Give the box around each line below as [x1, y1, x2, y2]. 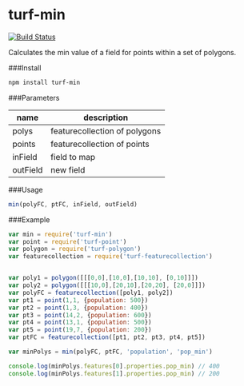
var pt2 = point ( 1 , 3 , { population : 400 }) [8, 304, 149, 312]
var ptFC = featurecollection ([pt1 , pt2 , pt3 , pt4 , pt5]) [8, 333, 206, 341]
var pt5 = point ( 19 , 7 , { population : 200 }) [8, 326, 152, 334]
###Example [8, 214, 50, 225]
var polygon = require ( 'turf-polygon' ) [8, 245, 142, 253]
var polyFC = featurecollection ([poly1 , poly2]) [8, 289, 174, 296]
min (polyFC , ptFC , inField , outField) [8, 200, 138, 209]
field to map [50, 151, 96, 162]
